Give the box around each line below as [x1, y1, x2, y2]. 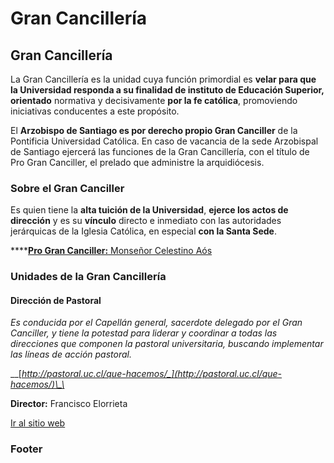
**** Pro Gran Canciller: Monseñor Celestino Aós [10, 245, 213, 257]
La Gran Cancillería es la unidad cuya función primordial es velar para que [10, 73, 317, 85]
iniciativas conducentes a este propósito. [10, 105, 180, 117]
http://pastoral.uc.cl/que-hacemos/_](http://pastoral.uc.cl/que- [21, 368, 283, 380]
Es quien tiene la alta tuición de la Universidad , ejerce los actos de [10, 204, 289, 216]
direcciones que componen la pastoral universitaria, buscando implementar [10, 338, 324, 350]
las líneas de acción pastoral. [10, 348, 133, 361]
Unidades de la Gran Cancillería [10, 270, 167, 284]
